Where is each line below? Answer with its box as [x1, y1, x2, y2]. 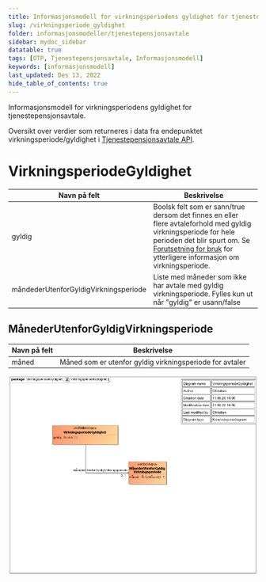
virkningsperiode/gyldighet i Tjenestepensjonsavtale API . [8, 135, 195, 144]
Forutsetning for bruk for [153, 244, 234, 253]
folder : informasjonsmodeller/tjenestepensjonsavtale [8, 29, 190, 37]
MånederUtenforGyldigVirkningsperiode [8, 322, 214, 336]
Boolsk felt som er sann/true [153, 202, 245, 211]
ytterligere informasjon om [153, 253, 240, 262]
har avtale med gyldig [153, 280, 224, 290]
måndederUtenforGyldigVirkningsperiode [11, 285, 146, 295]
